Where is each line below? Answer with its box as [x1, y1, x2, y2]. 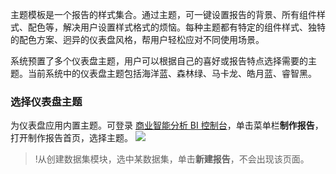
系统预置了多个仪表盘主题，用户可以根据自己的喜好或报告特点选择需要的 [10, 55, 308, 67]
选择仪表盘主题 [10, 94, 83, 108]
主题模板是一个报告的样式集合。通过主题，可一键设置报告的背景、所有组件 [10, 9, 317, 20]
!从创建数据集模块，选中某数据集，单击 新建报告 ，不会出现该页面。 [34, 153, 310, 165]
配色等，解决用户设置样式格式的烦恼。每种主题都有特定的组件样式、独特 [27, 21, 326, 33]
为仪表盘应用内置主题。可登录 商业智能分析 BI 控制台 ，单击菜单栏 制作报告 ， [10, 119, 324, 132]
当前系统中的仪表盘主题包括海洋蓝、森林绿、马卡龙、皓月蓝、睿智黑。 [27, 68, 317, 79]
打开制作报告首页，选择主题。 [10, 132, 133, 144]
